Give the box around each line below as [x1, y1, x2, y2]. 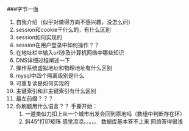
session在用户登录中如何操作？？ [15, 42, 100, 48]
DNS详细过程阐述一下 [15, 57, 71, 64]
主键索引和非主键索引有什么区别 [15, 88, 96, 94]
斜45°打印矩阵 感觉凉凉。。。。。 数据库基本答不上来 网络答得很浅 [24, 118, 184, 125]
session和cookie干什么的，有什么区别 [15, 26, 112, 33]
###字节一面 [7, 6, 39, 12]
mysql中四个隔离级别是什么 [15, 72, 85, 79]
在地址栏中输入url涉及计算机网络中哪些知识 [15, 49, 124, 56]
